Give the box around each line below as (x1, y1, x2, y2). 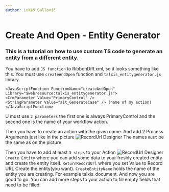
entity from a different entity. (5, 54, 79, 61)
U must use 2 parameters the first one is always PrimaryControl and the (5, 113, 156, 119)
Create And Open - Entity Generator (5, 29, 160, 41)
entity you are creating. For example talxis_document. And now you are (5, 171, 155, 177)
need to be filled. (5, 182, 41, 188)
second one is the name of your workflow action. (5, 118, 109, 125)
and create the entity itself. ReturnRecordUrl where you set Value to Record (5, 160, 163, 166)
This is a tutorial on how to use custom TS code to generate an (5, 47, 163, 55)
